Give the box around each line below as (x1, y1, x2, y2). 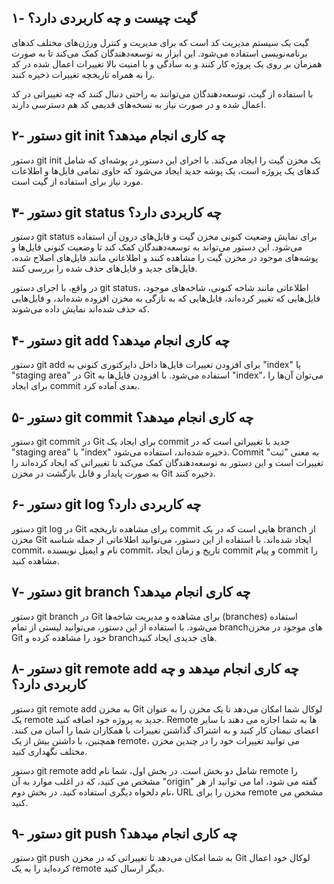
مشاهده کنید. (11, 554, 60, 566)
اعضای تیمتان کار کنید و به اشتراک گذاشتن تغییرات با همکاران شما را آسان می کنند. (11, 724, 319, 736)
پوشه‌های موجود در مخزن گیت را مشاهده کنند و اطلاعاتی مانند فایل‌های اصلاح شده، (11, 252, 319, 264)
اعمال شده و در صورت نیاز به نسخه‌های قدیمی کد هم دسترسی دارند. (11, 98, 267, 110)
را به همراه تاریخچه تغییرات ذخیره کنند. (11, 68, 156, 80)
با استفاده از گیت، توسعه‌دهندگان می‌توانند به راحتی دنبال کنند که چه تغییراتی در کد (11, 87, 314, 100)
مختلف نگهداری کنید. (11, 745, 88, 757)
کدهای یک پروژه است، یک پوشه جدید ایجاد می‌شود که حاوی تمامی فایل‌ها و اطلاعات (11, 164, 321, 176)
